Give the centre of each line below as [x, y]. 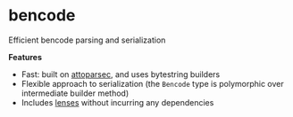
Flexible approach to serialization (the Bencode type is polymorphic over [152, 83]
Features [25, 57]
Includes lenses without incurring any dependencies [117, 102]
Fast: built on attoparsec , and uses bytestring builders [121, 74]
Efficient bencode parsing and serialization [87, 40]
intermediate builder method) [75, 93]
